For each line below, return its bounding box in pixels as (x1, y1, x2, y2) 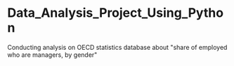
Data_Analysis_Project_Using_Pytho (7, 5, 223, 21)
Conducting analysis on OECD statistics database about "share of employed (7, 43, 228, 51)
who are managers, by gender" (7, 51, 98, 59)
